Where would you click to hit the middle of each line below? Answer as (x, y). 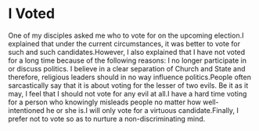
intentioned (26, 110)
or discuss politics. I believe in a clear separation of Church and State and (127, 68)
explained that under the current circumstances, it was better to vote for (124, 43)
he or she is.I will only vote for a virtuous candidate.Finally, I (142, 110)
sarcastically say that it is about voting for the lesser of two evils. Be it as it (128, 85)
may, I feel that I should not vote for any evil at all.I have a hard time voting (128, 93)
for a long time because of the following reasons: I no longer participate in (127, 60)
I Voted (32, 14)
